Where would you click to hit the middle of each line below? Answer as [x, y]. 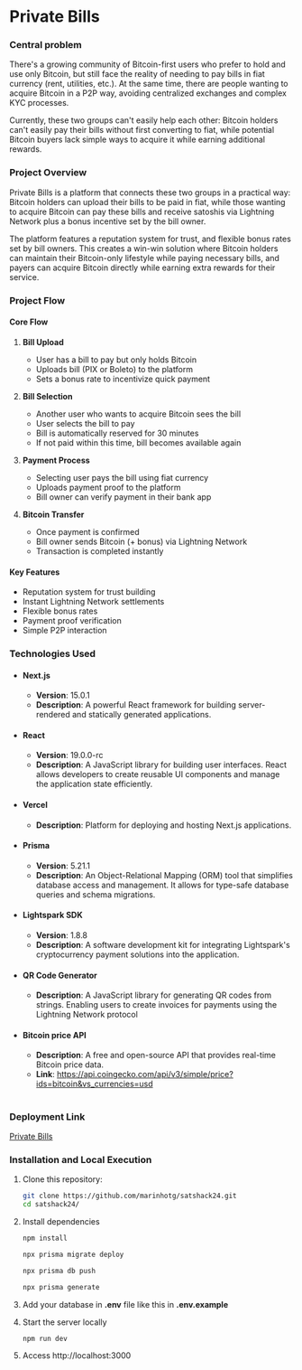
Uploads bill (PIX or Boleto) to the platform [114, 369]
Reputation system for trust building [89, 592]
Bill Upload [43, 342]
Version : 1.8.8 [62, 935]
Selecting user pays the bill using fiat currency [122, 477]
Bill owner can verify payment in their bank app [124, 497]
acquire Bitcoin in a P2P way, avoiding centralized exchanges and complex [148, 93]
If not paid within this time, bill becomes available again [138, 442]
